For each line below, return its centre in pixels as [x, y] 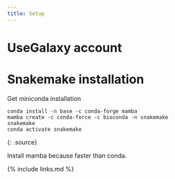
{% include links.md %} [41, 169]
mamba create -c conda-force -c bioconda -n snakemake [88, 117]
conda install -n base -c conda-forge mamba [72, 111]
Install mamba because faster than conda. [67, 156]
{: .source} [22, 142]
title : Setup [26, 13]
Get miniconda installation [44, 98]
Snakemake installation [76, 79]
